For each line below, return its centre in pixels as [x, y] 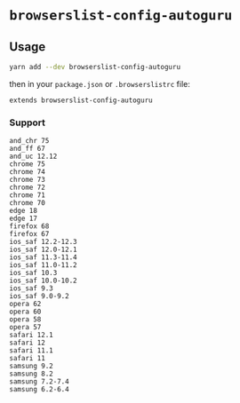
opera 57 [25, 328]
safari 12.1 [31, 336]
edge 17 [24, 219]
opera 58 [25, 320]
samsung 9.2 [31, 367]
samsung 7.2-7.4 [39, 382]
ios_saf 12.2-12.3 [43, 242]
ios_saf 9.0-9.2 [39, 296]
